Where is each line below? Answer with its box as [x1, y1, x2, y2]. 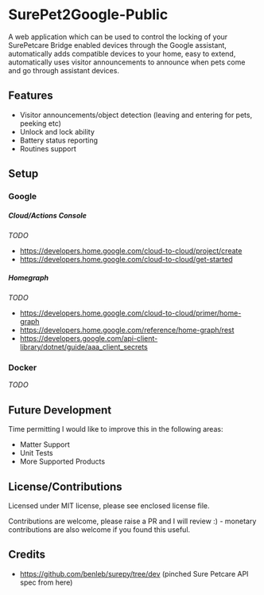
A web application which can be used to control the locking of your [8, 32, 228, 41]
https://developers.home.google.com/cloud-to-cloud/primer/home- [19, 308, 242, 318]
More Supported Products [19, 456, 106, 467]
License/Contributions [8, 480, 122, 493]
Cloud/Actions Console [8, 210, 87, 220]
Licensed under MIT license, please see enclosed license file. [8, 500, 210, 511]
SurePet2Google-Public [8, 6, 169, 24]
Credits [8, 548, 46, 562]
